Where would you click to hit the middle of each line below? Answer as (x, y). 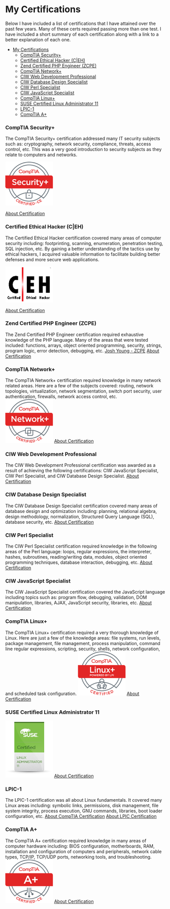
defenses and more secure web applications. (52, 259)
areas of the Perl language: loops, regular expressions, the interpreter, (79, 552)
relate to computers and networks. (41, 155)
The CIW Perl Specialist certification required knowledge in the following (81, 546)
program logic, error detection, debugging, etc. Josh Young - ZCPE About (82, 351)
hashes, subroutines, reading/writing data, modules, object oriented (76, 557)
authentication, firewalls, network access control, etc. (61, 397)
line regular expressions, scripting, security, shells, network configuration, (83, 649)
